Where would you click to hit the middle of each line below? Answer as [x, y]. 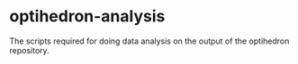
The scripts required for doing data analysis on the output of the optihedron [149, 41]
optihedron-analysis [87, 16]
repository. [29, 50]
